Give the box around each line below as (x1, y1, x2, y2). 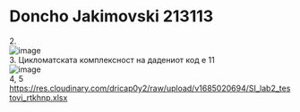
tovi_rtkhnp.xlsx (9, 92, 68, 103)
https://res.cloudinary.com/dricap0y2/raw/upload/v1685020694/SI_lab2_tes (9, 83, 291, 93)
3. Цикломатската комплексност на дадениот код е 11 (9, 54, 215, 65)
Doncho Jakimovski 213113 (9, 6, 214, 27)
